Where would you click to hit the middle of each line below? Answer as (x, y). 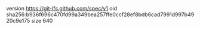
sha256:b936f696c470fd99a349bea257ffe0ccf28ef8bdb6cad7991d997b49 (100, 14)
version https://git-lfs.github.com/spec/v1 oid (62, 8)
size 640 (42, 21)
